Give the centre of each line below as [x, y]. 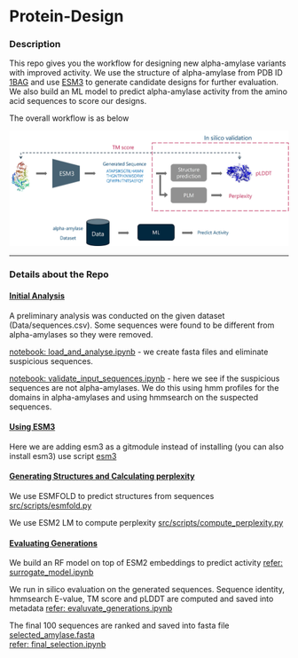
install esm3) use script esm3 [63, 456]
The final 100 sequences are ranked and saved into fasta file [119, 626]
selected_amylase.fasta [52, 635]
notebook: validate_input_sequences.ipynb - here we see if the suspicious [145, 378]
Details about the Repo [59, 274]
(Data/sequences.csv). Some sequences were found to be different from [142, 325]
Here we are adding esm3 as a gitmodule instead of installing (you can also [146, 447]
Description [35, 44]
